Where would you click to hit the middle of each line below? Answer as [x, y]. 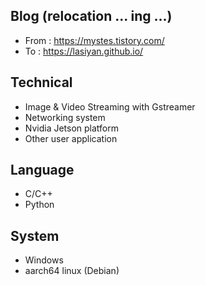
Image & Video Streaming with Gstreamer [110, 106]
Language [42, 170]
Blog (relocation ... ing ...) [91, 16]
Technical [41, 82]
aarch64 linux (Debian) [72, 271]
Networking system [65, 117]
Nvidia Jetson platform [72, 128]
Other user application [71, 138]
